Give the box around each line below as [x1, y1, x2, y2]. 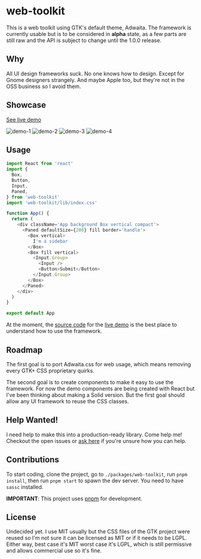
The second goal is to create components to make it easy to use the [6, 378, 173, 385]
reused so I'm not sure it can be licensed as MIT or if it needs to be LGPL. [6, 534, 187, 542]
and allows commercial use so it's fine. [6, 547, 102, 554]
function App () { [6, 211, 50, 217]
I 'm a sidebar [32, 238, 68, 244]
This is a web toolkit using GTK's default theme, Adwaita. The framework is [6, 24, 191, 31]
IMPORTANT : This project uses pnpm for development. [6, 495, 142, 502]
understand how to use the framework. [6, 327, 102, 335]
